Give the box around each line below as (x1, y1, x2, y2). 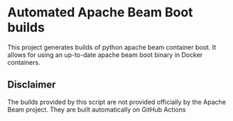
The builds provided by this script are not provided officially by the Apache (7, 98, 226, 106)
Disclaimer (7, 79, 56, 91)
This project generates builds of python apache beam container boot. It (7, 43, 217, 51)
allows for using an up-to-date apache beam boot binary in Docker (7, 51, 203, 59)
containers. (7, 58, 40, 66)
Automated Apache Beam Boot (7, 4, 193, 21)
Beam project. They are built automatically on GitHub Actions (7, 105, 186, 114)
